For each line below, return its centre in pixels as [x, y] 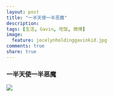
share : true [21, 52]
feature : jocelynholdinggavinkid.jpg [60, 40]
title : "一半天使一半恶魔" [37, 18]
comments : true [26, 46]
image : [15, 35]
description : [23, 23]
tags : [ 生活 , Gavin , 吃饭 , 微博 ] [46, 29]
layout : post [23, 12]
